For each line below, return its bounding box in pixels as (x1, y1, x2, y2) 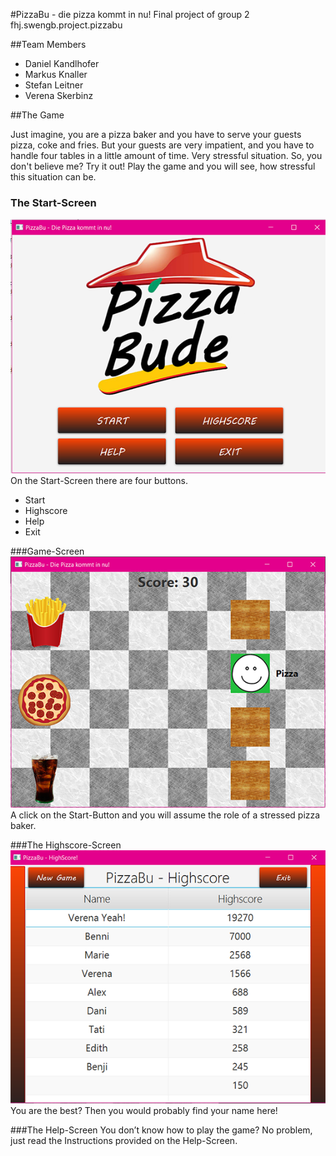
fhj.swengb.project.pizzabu (10, 19, 123, 31)
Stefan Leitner (24, 79, 84, 91)
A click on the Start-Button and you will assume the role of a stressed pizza (10, 809, 321, 821)
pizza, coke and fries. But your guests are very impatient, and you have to (10, 139, 315, 151)
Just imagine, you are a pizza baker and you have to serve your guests (10, 129, 302, 140)
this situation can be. (10, 171, 97, 183)
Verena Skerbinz (24, 90, 94, 101)
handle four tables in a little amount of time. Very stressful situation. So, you (10, 150, 323, 161)
